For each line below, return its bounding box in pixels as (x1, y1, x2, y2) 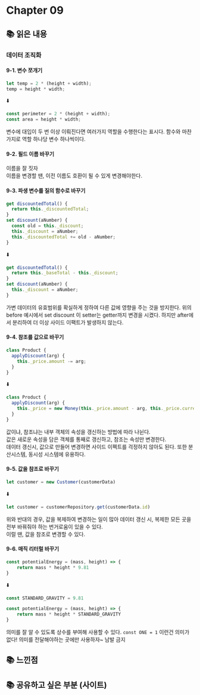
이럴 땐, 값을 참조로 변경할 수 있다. (6, 530, 86, 538)
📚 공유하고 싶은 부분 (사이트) (6, 679, 107, 690)
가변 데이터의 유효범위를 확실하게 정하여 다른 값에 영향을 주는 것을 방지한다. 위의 (6, 304, 192, 311)
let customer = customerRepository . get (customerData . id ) (6, 504, 151, 510)
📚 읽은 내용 (6, 29, 48, 39)
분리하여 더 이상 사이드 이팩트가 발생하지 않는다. (12, 319, 124, 326)
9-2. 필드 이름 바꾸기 (6, 150, 55, 157)
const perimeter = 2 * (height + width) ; (6, 111, 111, 117)
